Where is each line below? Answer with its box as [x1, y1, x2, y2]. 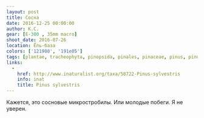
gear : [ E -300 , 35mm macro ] [6, 31, 78, 38]
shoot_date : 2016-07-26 [6, 37, 67, 43]
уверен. [6, 105, 27, 112]
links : [6, 59, 23, 65]
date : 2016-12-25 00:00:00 [6, 20, 75, 26]
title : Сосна [6, 15, 39, 21]
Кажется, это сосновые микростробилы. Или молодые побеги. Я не [6, 99, 183, 106]
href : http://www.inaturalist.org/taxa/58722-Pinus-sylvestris [17, 71, 181, 77]
